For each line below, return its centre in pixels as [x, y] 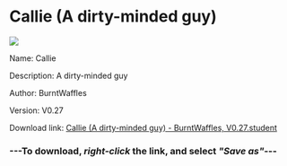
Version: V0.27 [37, 110]
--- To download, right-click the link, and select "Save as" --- [143, 151]
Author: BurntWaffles [48, 92]
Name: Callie [33, 58]
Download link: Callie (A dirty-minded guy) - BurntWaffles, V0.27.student [143, 127]
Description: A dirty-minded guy [69, 75]
